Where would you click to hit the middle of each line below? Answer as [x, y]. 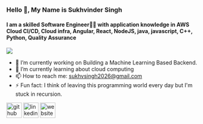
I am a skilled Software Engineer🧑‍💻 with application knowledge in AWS [98, 25]
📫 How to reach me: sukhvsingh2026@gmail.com [79, 76]
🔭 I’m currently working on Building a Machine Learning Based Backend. [106, 63]
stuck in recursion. [39, 94]
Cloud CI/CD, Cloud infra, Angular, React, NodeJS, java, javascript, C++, [99, 31]
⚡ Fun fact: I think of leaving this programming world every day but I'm [104, 85]
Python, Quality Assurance [41, 37]
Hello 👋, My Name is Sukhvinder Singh [64, 10]
